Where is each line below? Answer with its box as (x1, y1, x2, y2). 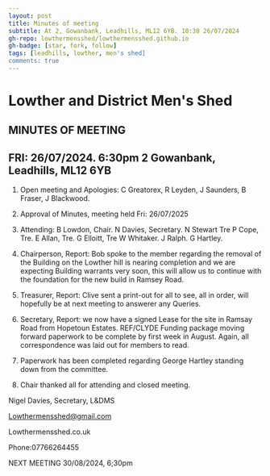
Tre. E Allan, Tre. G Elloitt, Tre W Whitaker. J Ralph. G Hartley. (19, 233, 223, 243)
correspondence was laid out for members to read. (19, 340, 189, 350)
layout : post (8, 11, 52, 20)
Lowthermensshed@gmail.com (8, 411, 112, 421)
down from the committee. (19, 365, 109, 374)
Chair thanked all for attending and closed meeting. (19, 380, 191, 390)
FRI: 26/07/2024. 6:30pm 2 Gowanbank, (8, 151, 216, 165)
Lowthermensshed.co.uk (8, 427, 91, 436)
